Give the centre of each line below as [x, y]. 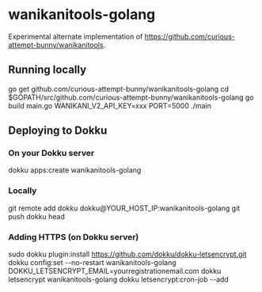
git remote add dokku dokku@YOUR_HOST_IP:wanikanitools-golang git [124, 208]
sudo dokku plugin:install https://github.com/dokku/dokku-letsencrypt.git [127, 254]
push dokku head [37, 216]
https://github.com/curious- [190, 36]
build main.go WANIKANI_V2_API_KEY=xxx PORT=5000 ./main [110, 105]
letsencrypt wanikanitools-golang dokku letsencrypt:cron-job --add [119, 279]
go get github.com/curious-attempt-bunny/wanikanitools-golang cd [119, 89]
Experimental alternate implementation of [76, 36]
